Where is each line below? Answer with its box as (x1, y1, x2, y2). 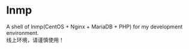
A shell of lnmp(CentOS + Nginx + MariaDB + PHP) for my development (6, 23, 183, 30)
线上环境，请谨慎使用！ (6, 36, 64, 43)
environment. (6, 29, 39, 36)
